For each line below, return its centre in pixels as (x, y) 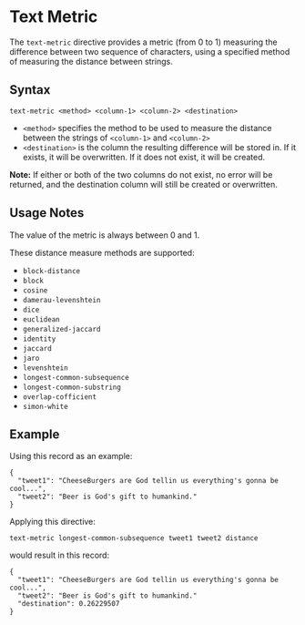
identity (39, 339)
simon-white (45, 406)
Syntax (30, 90)
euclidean (41, 319)
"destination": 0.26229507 (69, 604)
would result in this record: (60, 555)
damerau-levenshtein (61, 300)
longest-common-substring (71, 387)
